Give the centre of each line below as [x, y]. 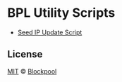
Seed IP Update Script [50, 32]
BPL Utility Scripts [61, 13]
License [25, 54]
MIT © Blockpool [32, 71]
